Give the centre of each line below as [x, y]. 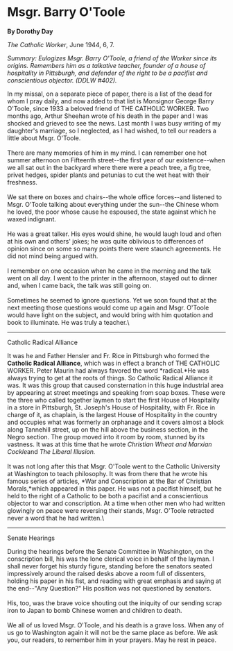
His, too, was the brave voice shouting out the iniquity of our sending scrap [114, 603]
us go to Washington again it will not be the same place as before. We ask [113, 632]
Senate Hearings [31, 538]
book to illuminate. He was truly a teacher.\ [68, 322]
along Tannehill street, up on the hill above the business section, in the [107, 429]
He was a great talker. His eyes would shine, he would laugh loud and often [114, 234]
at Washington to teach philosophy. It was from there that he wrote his [107, 473]
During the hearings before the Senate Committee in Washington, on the [110, 551]
